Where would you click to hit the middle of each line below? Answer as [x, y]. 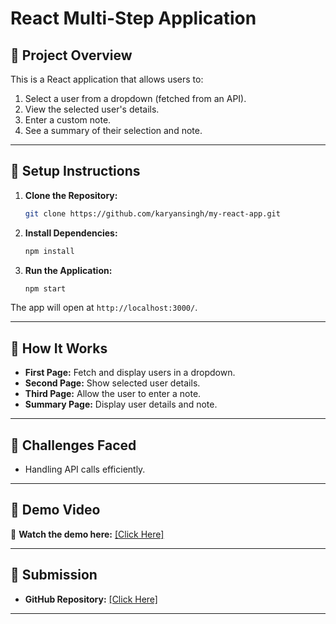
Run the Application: [68, 270]
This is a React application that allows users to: [107, 79]
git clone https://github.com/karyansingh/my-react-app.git [152, 213]
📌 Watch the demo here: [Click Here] [87, 534]
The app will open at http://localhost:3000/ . [104, 308]
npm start [45, 288]
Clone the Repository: [71, 195]
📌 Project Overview [71, 55]
